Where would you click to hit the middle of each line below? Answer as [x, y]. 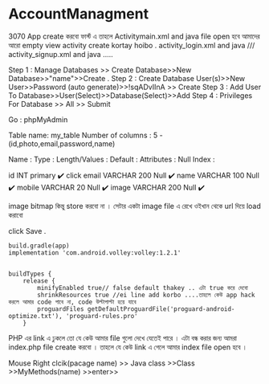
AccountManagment [79, 14]
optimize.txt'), [35, 316]
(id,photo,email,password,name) [62, 143]
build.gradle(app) [39, 246]
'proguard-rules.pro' [102, 316]
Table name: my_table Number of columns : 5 [83, 135]
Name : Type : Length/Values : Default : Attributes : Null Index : [112, 159]
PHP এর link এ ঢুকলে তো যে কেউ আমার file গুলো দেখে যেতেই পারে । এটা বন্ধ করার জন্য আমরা [122, 337]
